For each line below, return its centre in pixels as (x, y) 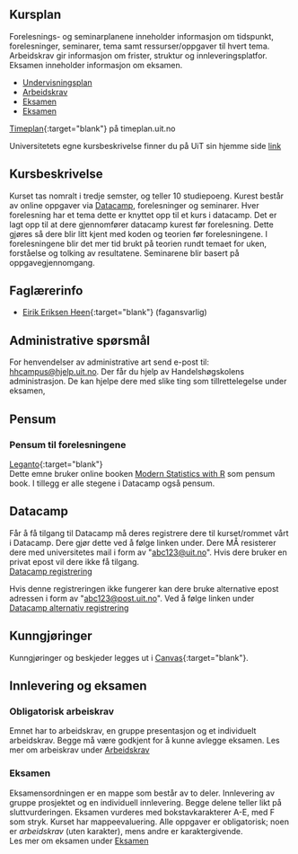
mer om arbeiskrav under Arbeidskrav (79, 750)
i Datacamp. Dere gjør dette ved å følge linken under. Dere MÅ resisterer (143, 542)
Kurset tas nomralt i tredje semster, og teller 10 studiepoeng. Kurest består (147, 196)
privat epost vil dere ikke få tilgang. (74, 561)
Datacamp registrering (51, 571)
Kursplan (35, 15)
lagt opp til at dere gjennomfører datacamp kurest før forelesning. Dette (141, 225)
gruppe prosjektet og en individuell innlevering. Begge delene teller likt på (146, 802)
